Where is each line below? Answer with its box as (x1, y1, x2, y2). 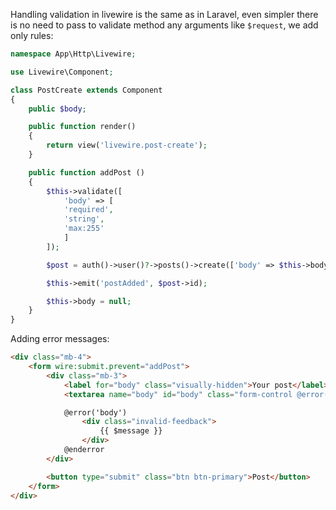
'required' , (63, 205, 114, 215)
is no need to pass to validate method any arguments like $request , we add (10, 19, 319, 31)
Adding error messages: (10, 333, 110, 345)
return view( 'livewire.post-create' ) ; (46, 140, 208, 151)
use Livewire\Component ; (10, 67, 114, 77)
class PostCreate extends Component (10, 85, 163, 95)
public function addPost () (28, 167, 145, 178)
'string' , (63, 214, 105, 224)
